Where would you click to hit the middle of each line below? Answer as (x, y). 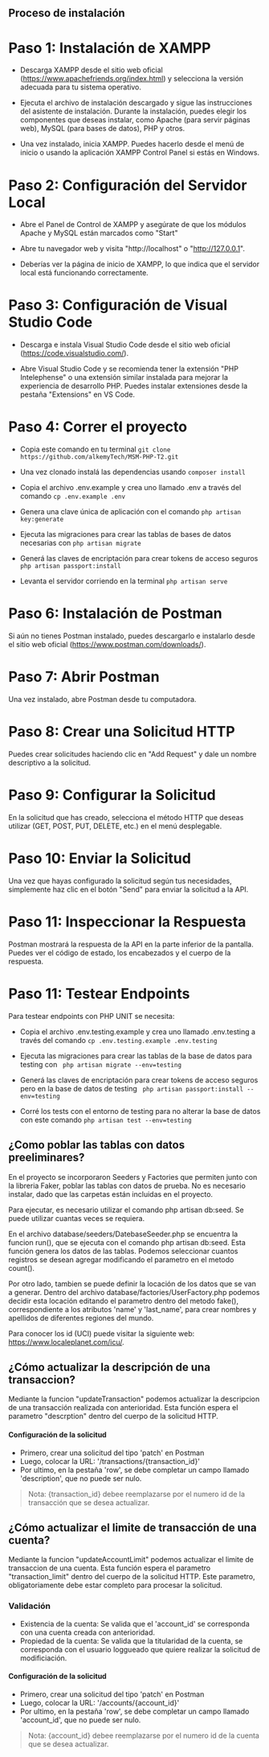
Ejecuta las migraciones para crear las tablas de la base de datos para (136, 1056)
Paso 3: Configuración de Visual (118, 305)
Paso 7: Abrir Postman (84, 677)
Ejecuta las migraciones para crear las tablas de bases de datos (125, 534)
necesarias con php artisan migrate (81, 543)
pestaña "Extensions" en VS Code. (77, 394)
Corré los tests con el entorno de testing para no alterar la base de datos (140, 1111)
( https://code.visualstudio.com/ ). (74, 353)
